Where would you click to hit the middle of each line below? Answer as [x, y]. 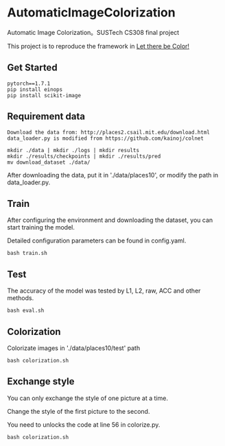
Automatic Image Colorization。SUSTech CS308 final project [93, 32]
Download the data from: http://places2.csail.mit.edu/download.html [109, 132]
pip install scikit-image [44, 95]
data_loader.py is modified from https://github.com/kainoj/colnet [106, 138]
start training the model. [41, 227]
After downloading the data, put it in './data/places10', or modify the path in [113, 175]
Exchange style [41, 382]
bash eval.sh [26, 311]
